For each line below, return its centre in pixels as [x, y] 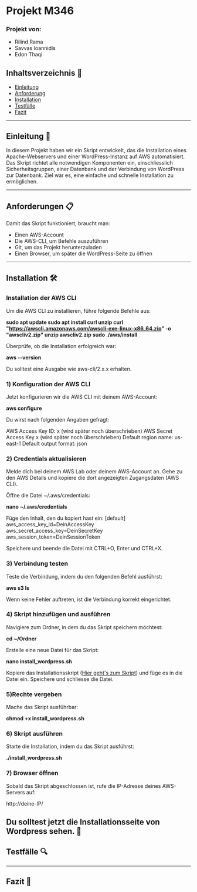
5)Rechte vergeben [34, 694]
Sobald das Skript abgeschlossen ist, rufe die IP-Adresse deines [84, 786]
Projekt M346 [40, 11]
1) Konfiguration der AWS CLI [48, 384]
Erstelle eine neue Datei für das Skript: [52, 650]
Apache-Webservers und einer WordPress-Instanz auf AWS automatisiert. [96, 156]
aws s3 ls [18, 588]
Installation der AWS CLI [41, 298]
